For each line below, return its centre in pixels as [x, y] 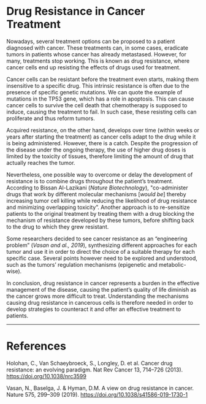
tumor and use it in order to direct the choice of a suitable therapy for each [101, 251]
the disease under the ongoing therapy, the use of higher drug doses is [96, 150]
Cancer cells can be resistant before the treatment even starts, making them [103, 79]
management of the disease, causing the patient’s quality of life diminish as [101, 289]
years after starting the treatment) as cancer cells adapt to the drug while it [101, 137]
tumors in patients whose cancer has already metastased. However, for [97, 54]
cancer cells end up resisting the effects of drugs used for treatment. [93, 67]
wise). [14, 271]
